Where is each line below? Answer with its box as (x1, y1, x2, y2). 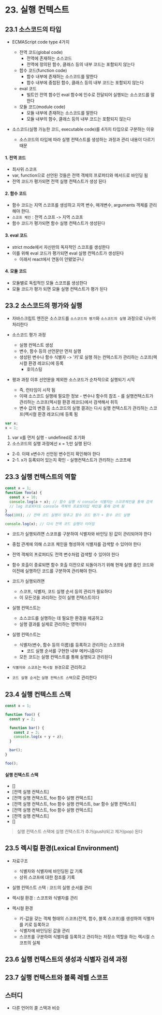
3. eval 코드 (5, 232, 28, 238)
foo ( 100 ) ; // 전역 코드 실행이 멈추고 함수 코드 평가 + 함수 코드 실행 (5, 513, 130, 518)
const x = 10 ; (9, 495, 38, 499)
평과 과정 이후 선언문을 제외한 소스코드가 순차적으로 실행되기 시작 (12, 376, 135, 382)
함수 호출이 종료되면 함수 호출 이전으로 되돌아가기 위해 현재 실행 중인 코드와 (12, 562, 154, 568)
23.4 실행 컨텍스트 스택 (5, 690, 71, 698)
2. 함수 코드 (5, 190, 27, 196)
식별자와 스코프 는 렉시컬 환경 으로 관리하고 (12, 664, 86, 670)
